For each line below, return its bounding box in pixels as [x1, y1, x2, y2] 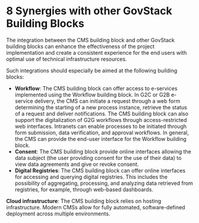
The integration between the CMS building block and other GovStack [6, 36, 175, 43]
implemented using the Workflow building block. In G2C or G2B [14, 91, 170, 98]
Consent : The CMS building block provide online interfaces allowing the [14, 147, 192, 155]
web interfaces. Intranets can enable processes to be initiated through [14, 123, 187, 130]
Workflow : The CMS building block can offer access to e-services [14, 84, 178, 92]
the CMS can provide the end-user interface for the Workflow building [14, 135, 187, 142]
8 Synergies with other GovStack [6, 4, 172, 18]
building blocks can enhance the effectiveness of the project [6, 43, 155, 50]
